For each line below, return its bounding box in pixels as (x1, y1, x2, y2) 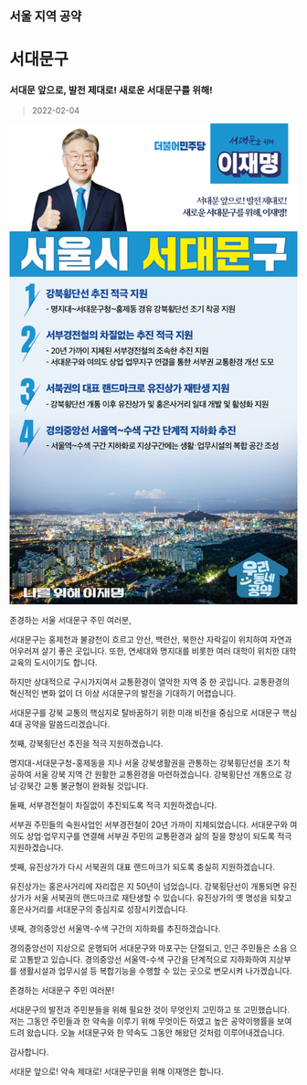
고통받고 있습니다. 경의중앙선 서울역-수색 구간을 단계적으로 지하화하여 (18, 953, 268, 964)
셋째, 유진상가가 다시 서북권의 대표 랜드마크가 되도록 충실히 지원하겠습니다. (9, 861, 276, 872)
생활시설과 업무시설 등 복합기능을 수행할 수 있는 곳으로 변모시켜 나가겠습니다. (18, 965, 292, 976)
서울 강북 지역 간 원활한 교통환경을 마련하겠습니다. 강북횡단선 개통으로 (33, 769, 283, 780)
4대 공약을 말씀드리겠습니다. (9, 718, 111, 729)
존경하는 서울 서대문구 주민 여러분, (9, 614, 132, 625)
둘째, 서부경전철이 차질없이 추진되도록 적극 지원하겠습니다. (9, 799, 217, 811)
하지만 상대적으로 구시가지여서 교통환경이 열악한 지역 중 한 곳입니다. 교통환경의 (9, 675, 291, 687)
